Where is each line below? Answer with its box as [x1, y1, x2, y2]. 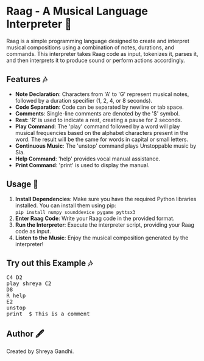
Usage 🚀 [6, 179, 38, 190]
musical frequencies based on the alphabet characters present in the [15, 129, 189, 136]
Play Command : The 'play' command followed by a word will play [15, 123, 180, 130]
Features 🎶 [6, 74, 47, 84]
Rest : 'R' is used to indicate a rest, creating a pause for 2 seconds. [15, 116, 183, 123]
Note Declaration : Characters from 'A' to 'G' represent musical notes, [15, 90, 189, 98]
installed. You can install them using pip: [15, 202, 117, 209]
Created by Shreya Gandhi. [6, 348, 74, 355]
